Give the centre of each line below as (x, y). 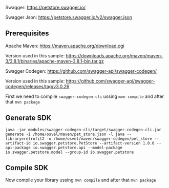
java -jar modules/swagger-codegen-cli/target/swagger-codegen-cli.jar (83, 130)
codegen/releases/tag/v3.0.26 (37, 86)
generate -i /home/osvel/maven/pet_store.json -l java (65, 134)
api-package (18, 148)
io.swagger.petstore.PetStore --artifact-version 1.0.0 (93, 143)
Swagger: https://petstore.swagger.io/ (46, 7)
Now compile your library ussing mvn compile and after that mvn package (81, 180)
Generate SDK (28, 118)
